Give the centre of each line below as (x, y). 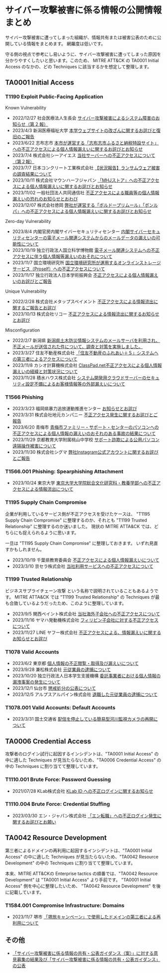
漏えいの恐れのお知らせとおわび (45, 199)
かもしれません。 (27, 549)
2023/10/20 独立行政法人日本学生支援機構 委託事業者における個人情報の (86, 676)
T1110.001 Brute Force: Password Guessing (58, 779)
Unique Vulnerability (26, 291)
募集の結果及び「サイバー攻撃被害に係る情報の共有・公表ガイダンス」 (88, 959)
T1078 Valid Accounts (32, 651)
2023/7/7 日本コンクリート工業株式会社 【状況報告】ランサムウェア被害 (86, 168)
